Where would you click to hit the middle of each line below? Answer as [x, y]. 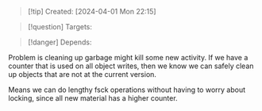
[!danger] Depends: [60, 42]
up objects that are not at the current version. [83, 74]
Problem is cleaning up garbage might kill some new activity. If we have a [128, 57]
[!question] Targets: [60, 27]
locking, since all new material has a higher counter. [93, 98]
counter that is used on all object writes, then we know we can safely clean [131, 66]
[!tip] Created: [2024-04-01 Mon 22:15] [92, 11]
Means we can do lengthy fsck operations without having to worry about [127, 90]
